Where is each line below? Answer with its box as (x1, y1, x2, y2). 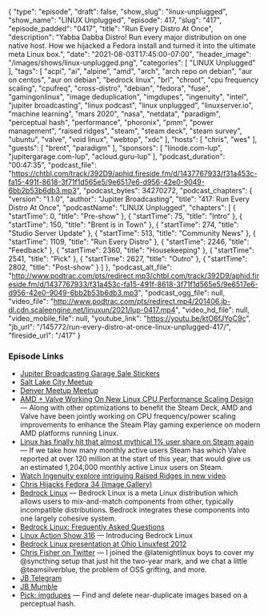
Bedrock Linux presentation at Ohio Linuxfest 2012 (19, 539, 187, 549)
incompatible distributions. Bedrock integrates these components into (19, 505, 250, 515)
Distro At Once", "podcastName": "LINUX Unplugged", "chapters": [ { (8, 203, 236, 212)
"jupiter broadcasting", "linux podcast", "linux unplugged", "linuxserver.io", (8, 100, 254, 110)
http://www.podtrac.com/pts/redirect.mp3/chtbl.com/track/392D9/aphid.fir (11, 271, 260, 280)
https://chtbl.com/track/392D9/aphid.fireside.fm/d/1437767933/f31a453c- (11, 168, 258, 178)
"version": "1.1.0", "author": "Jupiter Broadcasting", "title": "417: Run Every (8, 194, 250, 204)
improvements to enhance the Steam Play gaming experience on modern (19, 420, 261, 430)
